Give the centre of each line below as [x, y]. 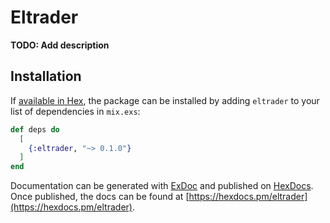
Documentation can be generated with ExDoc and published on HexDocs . [162, 186]
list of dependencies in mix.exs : [75, 111]
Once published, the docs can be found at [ [100, 197]
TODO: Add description [60, 45]
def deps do [35, 129]
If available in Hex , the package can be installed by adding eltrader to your [165, 100]
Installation [46, 76]
